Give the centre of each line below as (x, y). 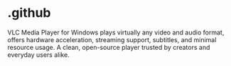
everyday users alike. (38, 55)
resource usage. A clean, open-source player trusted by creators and (109, 47)
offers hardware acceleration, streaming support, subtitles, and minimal (112, 39)
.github (29, 13)
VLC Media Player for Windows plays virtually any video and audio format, (116, 32)
